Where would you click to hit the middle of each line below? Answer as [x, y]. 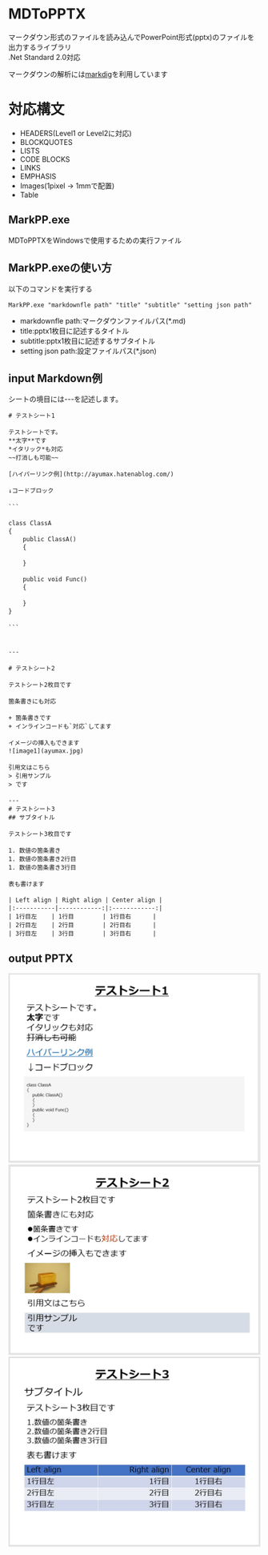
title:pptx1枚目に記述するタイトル [74, 331]
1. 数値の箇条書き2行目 [42, 859]
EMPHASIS [38, 176]
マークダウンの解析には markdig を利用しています [88, 74]
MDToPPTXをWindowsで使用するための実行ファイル [95, 240]
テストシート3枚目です [40, 834]
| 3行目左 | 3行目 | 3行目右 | [82, 934]
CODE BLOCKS [45, 159]
